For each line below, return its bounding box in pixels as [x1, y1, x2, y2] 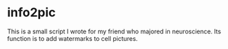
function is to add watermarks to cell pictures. [7, 34, 138, 42]
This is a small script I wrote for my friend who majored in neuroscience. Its [7, 27, 221, 35]
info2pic [7, 5, 57, 20]
